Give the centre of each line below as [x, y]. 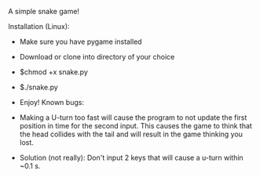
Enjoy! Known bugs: [52, 102]
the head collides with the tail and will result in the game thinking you [131, 134]
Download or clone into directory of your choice [97, 57]
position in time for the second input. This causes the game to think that [136, 126]
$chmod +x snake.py [54, 72]
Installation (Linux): [39, 26]
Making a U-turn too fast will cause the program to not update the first [133, 117]
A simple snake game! [44, 11]
